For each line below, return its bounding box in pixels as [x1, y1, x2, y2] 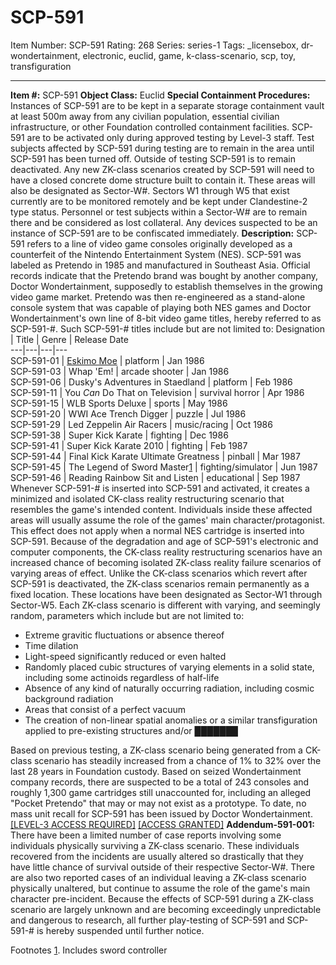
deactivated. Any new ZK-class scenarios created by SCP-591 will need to [10, 163, 315, 175]
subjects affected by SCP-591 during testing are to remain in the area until [10, 142, 315, 154]
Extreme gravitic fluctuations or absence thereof [24, 629, 225, 641]
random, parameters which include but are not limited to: [10, 609, 245, 621]
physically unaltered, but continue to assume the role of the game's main [10, 882, 311, 894]
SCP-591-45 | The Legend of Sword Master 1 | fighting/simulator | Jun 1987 [10, 461, 318, 473]
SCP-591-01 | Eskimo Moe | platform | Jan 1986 [10, 354, 205, 366]
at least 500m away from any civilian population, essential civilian [10, 110, 280, 122]
